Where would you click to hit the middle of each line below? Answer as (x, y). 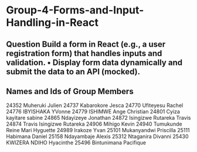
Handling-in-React (52, 23)
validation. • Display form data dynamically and (94, 62)
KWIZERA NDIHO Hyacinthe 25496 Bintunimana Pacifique (76, 143)
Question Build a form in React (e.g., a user (86, 44)
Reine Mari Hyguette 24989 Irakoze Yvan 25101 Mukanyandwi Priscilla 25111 (98, 130)
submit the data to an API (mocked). (73, 72)
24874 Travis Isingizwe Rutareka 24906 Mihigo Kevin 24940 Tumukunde (94, 124)
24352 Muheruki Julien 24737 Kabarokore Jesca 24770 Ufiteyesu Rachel (95, 105)
